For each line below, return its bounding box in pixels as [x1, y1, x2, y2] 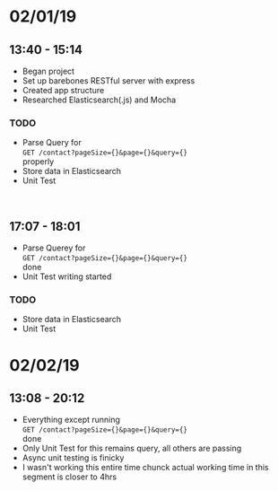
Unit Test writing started [22, 271, 112, 282]
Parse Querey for [22, 242, 86, 253]
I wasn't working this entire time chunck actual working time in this [22, 462, 269, 473]
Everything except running [22, 415, 121, 425]
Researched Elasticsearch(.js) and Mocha [22, 94, 177, 105]
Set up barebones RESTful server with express [22, 75, 195, 86]
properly [22, 156, 55, 167]
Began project [22, 66, 74, 76]
